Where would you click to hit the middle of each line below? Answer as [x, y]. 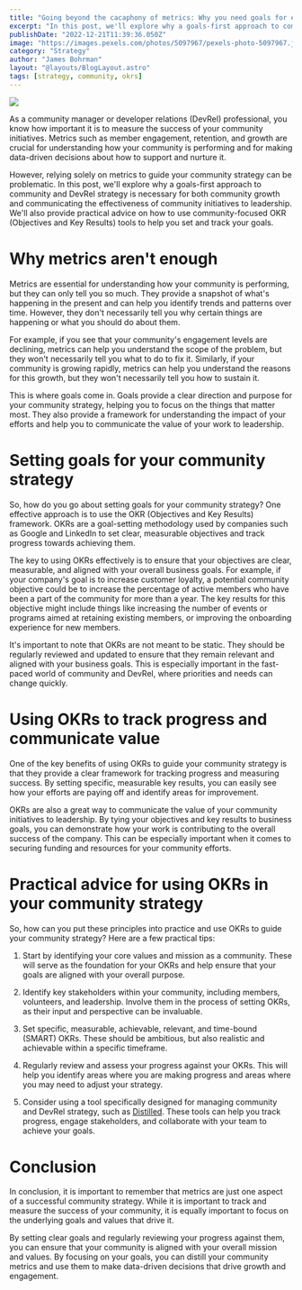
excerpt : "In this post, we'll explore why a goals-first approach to [144, 26]
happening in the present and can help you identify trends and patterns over [151, 303]
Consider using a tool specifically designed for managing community [150, 1102]
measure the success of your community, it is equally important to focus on [149, 1211]
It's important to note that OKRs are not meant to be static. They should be [147, 644]
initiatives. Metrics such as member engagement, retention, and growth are [148, 138]
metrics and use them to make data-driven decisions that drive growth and [147, 1267]
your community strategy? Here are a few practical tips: [112, 938]
